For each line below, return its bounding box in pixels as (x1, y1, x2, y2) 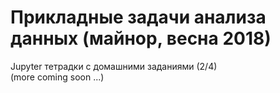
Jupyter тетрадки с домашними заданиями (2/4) (10, 60, 218, 72)
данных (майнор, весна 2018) (10, 27, 272, 50)
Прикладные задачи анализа (10, 6, 267, 29)
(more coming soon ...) (10, 71, 105, 83)
